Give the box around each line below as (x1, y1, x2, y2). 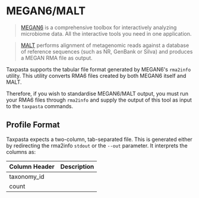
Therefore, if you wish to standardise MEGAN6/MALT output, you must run (6, 90, 189, 97)
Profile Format (6, 120, 61, 130)
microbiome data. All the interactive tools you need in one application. (20, 30, 192, 37)
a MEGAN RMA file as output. (20, 54, 93, 61)
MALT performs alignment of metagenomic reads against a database (20, 42, 189, 49)
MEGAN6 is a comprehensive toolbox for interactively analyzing (20, 24, 177, 31)
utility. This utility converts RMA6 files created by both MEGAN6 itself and (6, 72, 187, 79)
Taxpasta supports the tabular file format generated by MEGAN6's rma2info (6, 65, 191, 73)
